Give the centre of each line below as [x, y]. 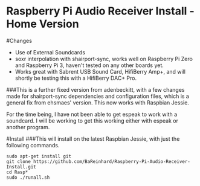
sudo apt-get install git [39, 156]
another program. [28, 127]
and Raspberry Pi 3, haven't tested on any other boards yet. [89, 65]
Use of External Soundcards [50, 52]
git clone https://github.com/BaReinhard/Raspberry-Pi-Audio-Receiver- [98, 161]
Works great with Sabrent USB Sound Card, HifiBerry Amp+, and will [100, 71]
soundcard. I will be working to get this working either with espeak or [92, 120]
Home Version [43, 24]
